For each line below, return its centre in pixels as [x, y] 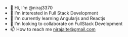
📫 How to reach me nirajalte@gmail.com [53, 29]
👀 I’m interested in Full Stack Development [54, 13]
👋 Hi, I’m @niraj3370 [31, 8]
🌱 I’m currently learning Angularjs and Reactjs [58, 18]
